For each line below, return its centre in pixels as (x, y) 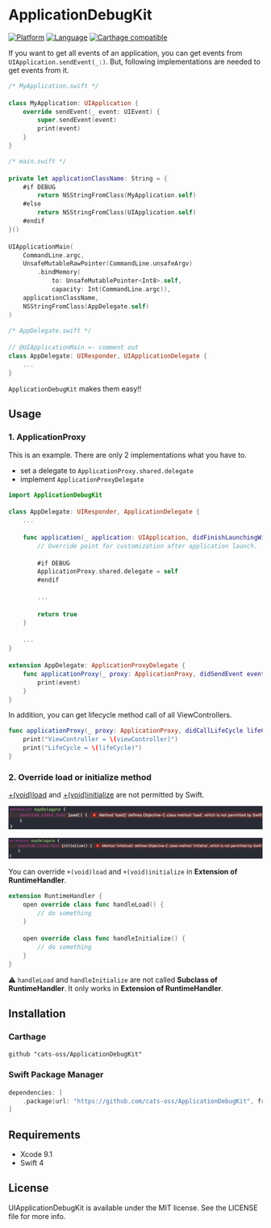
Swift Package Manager (56, 1075)
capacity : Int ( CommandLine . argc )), (111, 290)
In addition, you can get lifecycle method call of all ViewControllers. (120, 715)
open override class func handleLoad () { (93, 904)
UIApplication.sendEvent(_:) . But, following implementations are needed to (134, 61)
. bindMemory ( (59, 273)
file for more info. (37, 1216)
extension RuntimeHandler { (56, 896)
